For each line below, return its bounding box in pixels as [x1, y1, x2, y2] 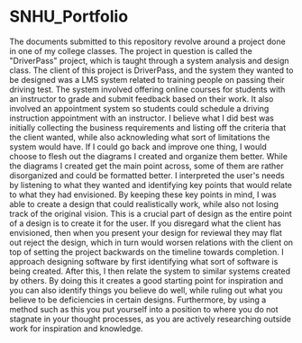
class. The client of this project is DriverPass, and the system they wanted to [9, 65, 294, 76]
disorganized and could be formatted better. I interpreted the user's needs [9, 169, 286, 181]
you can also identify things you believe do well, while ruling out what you [9, 284, 283, 295]
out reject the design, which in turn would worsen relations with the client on [9, 237, 294, 248]
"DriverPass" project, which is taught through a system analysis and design [9, 55, 290, 66]
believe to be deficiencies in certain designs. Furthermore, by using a [9, 294, 267, 305]
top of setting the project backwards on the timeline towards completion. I [9, 246, 284, 257]
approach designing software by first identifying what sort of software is [9, 256, 279, 266]
